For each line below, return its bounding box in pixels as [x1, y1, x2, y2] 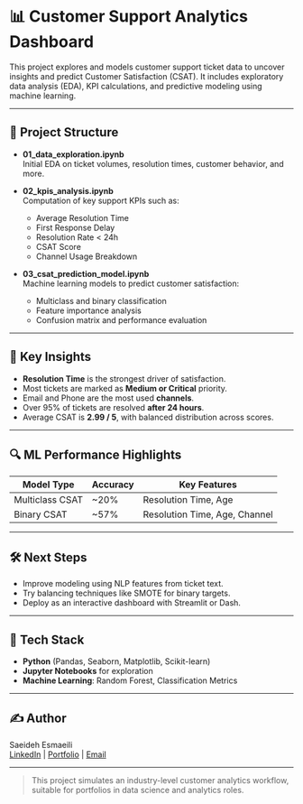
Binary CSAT [14, 508, 68, 521]
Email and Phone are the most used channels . [22, 393, 195, 403]
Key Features [179, 478, 237, 491]
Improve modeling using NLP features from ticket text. [22, 578, 224, 589]
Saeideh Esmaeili [9, 739, 73, 750]
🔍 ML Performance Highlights [9, 447, 182, 462]
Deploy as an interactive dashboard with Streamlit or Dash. [22, 597, 242, 608]
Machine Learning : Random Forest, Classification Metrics [22, 675, 238, 686]
